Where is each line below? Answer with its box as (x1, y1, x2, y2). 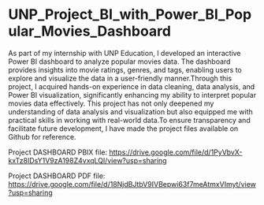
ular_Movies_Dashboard (8, 22, 172, 40)
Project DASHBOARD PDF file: (8, 171, 106, 181)
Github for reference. (8, 132, 76, 141)
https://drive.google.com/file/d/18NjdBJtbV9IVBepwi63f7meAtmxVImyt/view (8, 179, 256, 188)
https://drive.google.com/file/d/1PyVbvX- (109, 147, 243, 157)
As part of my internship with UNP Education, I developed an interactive (8, 48, 242, 58)
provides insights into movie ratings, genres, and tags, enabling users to (8, 65, 243, 74)
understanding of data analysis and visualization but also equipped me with (8, 106, 254, 116)
